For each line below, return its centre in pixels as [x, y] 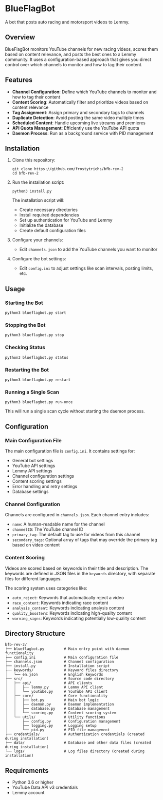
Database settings [30, 491]
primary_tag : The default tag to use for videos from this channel [76, 535]
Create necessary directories [48, 210]
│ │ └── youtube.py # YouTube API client [56, 692]
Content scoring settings [37, 481]
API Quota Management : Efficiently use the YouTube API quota [76, 128]
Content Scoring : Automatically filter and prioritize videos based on [80, 102]
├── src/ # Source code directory [60, 679]
